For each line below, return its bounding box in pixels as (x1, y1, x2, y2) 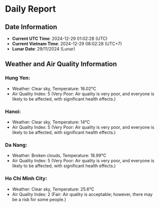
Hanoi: (5, 108, 21, 115)
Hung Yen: (5, 74, 31, 81)
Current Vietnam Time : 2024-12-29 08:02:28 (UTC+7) (12, 41, 122, 47)
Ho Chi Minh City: (5, 175, 48, 182)
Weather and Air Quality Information (5, 60, 117, 69)
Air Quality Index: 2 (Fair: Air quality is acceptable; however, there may (12, 191, 153, 197)
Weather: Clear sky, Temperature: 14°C (12, 119, 90, 125)
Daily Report (5, 3, 56, 15)
